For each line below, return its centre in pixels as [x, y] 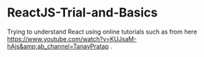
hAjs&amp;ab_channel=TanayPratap [58, 46]
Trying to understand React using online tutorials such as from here [102, 32]
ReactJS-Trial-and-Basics [82, 13]
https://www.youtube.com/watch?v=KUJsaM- [72, 38]
